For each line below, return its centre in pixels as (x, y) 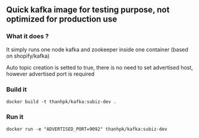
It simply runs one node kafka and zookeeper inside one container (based (97, 49)
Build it (16, 89)
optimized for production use (62, 19)
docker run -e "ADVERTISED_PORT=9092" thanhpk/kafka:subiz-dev (87, 129)
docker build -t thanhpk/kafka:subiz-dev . (61, 101)
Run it (15, 116)
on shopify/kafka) (28, 56)
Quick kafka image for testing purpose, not (88, 10)
